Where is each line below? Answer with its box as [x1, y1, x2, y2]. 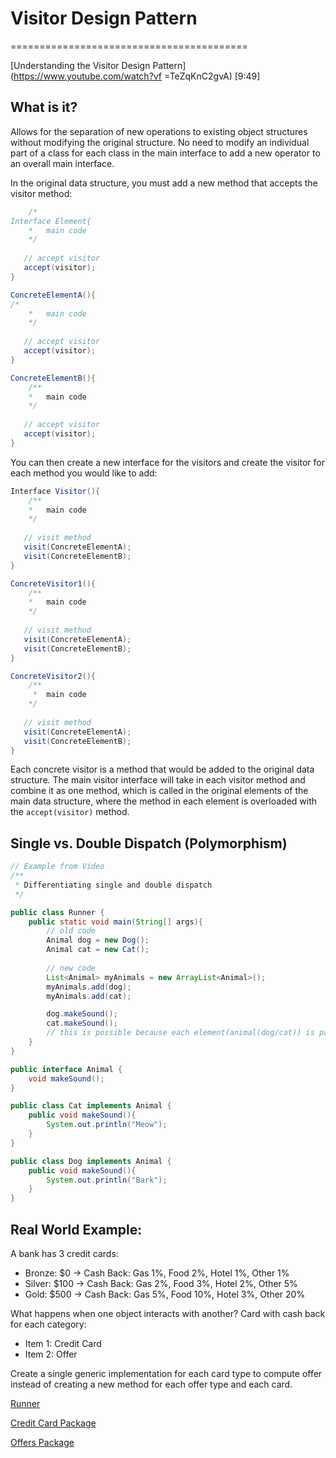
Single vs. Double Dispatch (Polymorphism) [10, 835, 288, 852]
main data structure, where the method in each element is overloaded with [10, 795, 318, 807]
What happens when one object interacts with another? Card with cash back [10, 1308, 326, 1319]
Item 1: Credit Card [24, 1338, 102, 1349]
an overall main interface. [10, 157, 115, 169]
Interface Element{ [10, 216, 92, 226]
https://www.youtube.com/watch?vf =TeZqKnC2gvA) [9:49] [13, 70, 261, 82]
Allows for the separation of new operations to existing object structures [10, 125, 308, 137]
